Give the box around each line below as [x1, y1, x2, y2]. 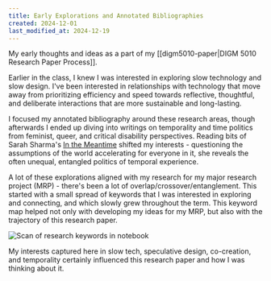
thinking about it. [8, 263, 65, 274]
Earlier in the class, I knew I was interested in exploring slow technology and [8, 73, 262, 83]
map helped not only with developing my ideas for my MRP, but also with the [8, 207, 263, 217]
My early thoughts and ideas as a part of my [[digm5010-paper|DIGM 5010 [8, 49, 256, 59]
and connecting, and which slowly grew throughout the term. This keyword [8, 198, 258, 208]
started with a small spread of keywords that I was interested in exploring [8, 190, 252, 200]
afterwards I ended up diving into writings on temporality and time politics [8, 122, 253, 133]
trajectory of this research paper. [8, 215, 119, 225]
